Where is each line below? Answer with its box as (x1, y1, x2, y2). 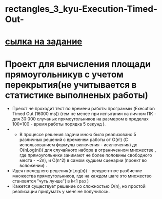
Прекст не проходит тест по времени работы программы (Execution (12, 106, 155, 112)
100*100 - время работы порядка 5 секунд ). (12, 121, 106, 127)
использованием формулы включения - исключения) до (19, 142, 138, 148)
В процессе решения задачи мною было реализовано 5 (19, 132, 137, 138)
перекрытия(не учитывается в (5, 79, 137, 90)
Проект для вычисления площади (5, 59, 151, 69)
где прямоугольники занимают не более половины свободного (19, 152, 152, 158)
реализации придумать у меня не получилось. (12, 189, 110, 195)
